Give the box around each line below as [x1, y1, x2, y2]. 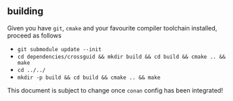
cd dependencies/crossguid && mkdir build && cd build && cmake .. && [17, 53, 226, 60]
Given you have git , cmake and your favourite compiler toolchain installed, [7, 24, 218, 32]
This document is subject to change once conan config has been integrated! [7, 86, 223, 94]
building [7, 6, 44, 17]
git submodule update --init [17, 46, 102, 53]
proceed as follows [7, 31, 62, 39]
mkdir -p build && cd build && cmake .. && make [17, 74, 161, 81]
